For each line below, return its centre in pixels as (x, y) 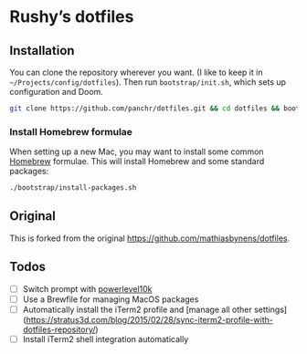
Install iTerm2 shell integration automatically (106, 338)
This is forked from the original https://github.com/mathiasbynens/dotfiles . (150, 238)
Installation (42, 51)
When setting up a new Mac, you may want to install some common (137, 151)
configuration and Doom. (56, 92)
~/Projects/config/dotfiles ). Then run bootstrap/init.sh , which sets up (148, 82)
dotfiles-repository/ (59, 329)
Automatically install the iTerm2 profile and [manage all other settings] (155, 309)
